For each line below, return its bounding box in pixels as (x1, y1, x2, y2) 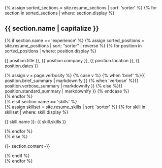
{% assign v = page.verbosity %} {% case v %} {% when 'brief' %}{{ (4, 72, 145, 78)
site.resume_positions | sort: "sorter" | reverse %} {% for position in (4, 42, 142, 48)
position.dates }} (4, 63, 38, 69)
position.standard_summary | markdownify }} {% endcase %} (4, 88, 130, 94)
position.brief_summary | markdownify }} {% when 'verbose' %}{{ (4, 78, 139, 84)
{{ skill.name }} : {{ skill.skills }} (4, 119, 66, 125)
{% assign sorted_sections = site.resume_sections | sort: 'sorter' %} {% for (4, 5, 157, 10)
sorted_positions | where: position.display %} (4, 48, 97, 54)
